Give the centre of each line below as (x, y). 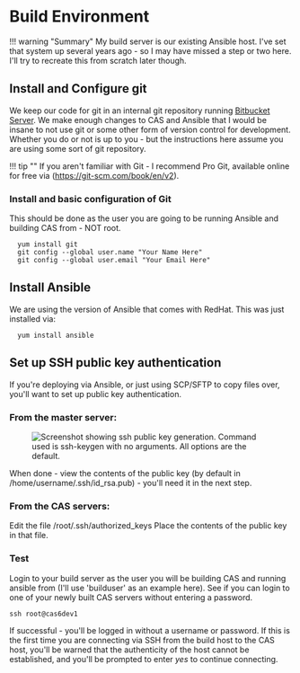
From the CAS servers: (60, 506)
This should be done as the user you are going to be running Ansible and (144, 218)
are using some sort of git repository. (78, 148)
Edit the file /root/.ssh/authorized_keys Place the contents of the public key (148, 526)
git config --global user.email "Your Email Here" (114, 261)
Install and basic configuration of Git (91, 199)
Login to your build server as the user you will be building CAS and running (148, 578)
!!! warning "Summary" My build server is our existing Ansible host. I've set (148, 41)
